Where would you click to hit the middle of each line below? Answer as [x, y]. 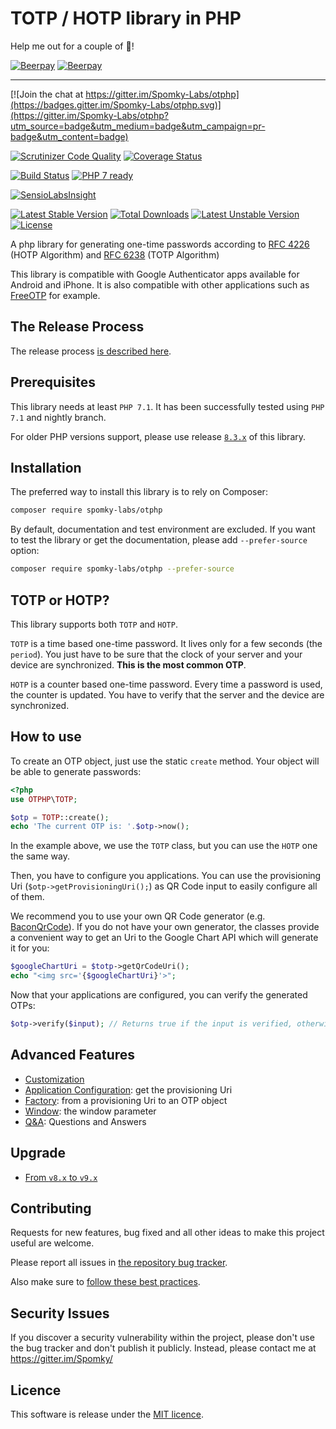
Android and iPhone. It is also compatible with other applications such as [160, 284]
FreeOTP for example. [55, 295]
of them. [27, 897]
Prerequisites [53, 382]
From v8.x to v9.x [61, 1177]
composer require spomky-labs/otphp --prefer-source [122, 569]
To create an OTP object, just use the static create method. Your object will [165, 761]
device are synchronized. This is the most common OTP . [128, 664]
